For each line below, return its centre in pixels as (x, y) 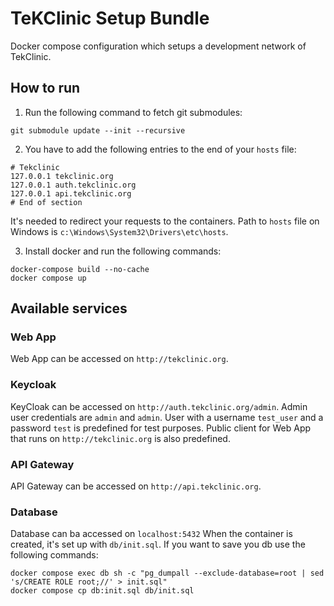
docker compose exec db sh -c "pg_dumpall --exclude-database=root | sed (167, 573)
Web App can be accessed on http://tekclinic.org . (119, 359)
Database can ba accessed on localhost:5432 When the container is (151, 534)
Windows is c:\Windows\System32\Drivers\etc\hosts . (119, 231)
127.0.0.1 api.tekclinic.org (71, 193)
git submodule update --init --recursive (98, 130)
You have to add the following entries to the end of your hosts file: (160, 149)
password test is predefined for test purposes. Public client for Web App (161, 428)
